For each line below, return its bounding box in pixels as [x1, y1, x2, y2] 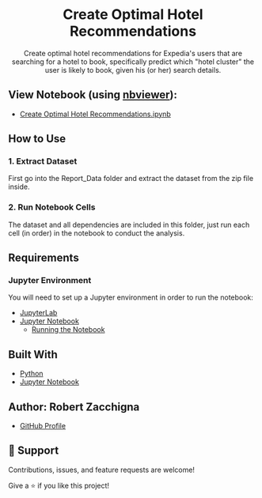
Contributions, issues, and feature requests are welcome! [8, 465, 196, 474]
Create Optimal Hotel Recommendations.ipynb [19, 109, 172, 119]
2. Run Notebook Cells [8, 202, 96, 213]
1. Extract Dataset [8, 156, 78, 167]
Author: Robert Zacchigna [8, 400, 140, 413]
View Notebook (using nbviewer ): [8, 89, 178, 102]
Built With [8, 348, 58, 361]
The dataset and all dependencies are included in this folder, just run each [8, 220, 250, 229]
